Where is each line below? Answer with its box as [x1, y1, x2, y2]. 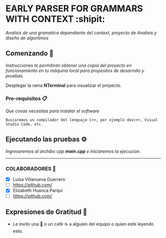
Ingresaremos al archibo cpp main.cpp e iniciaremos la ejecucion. [5, 148, 141, 154]
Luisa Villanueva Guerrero [12, 176, 66, 182]
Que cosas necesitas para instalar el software [5, 108, 100, 114]
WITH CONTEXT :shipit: [5, 13, 105, 25]
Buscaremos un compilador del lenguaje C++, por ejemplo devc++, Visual [5, 118, 158, 123]
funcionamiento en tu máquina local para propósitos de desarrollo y [5, 68, 144, 73]
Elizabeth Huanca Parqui [12, 188, 63, 194]
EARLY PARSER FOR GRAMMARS [5, 3, 143, 14]
